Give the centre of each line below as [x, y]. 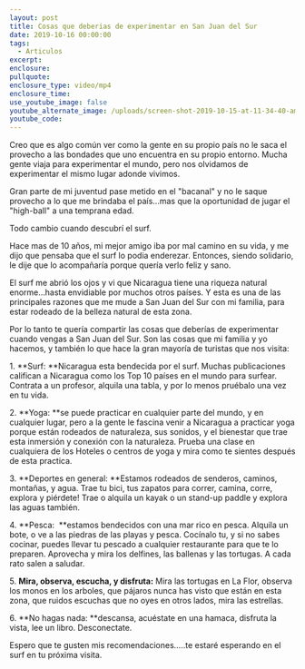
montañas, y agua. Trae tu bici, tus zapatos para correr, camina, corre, [141, 488]
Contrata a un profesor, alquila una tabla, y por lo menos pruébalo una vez [148, 386]
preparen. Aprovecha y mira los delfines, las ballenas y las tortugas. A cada [151, 554]
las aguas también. [44, 507]
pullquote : [30, 77]
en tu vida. [29, 395]
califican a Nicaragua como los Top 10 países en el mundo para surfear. [143, 376]
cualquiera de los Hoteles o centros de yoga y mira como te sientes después [152, 451]
